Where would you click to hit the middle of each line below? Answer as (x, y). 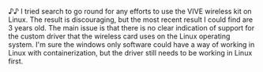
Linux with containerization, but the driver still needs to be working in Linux (130, 53)
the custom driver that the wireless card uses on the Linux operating (119, 36)
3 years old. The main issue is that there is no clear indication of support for (131, 28)
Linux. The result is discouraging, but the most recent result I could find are (131, 20)
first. (16, 61)
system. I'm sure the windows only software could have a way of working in (131, 45)
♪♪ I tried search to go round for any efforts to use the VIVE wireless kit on (130, 11)
